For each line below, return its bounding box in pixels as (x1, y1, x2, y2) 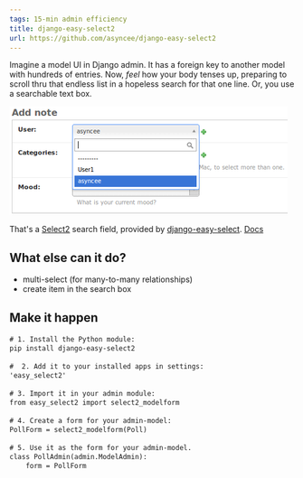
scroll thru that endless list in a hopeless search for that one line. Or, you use (9, 79, 295, 89)
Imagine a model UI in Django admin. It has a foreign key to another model (9, 60, 286, 70)
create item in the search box (22, 284, 132, 295)
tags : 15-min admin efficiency (9, 14, 128, 23)
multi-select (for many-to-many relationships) (22, 274, 193, 285)
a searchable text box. (9, 89, 92, 99)
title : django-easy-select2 (9, 23, 116, 33)
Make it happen (9, 310, 99, 325)
